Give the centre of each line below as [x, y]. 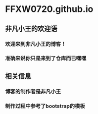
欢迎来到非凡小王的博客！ [36, 44]
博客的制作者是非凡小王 [33, 91]
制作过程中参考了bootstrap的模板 [45, 106]
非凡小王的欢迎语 [31, 28]
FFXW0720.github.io [49, 9]
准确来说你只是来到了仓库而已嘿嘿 [46, 58]
